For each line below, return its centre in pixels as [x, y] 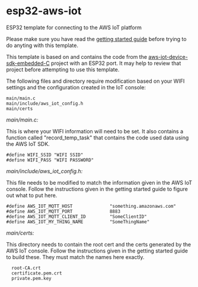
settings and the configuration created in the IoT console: [76, 87]
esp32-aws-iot [44, 11]
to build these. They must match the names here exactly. [75, 257]
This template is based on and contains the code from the [76, 57]
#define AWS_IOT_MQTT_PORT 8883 [63, 211]
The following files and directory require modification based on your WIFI [95, 81]
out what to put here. [32, 195]
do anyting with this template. [42, 45]
